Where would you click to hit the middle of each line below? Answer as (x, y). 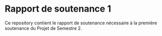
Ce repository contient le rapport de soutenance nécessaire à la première (81, 23)
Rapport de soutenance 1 (58, 9)
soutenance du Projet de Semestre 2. (43, 28)
